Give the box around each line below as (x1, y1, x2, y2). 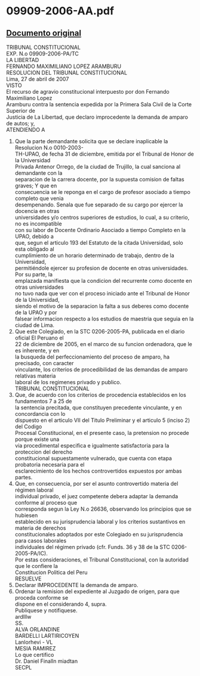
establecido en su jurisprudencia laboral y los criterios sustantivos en (14, 518, 186, 525)
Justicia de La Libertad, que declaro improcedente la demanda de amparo (6, 113, 188, 121)
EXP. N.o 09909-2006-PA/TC (6, 50, 79, 57)
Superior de (6, 107, 36, 114)
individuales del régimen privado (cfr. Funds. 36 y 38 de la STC (14, 544, 170, 550)
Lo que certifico (14, 652, 54, 658)
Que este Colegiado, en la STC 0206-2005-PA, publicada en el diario (14, 328, 185, 335)
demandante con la (14, 169, 63, 177)
